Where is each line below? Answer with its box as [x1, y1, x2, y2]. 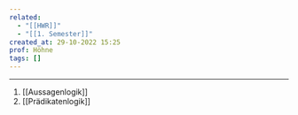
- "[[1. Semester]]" [17, 29, 93, 38]
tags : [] [9, 54, 42, 63]
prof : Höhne [9, 46, 53, 55]
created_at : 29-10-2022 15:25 [9, 37, 122, 47]
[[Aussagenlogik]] [21, 87, 89, 97]
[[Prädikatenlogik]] [21, 96, 91, 106]
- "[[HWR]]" [17, 21, 62, 30]
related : [9, 12, 42, 22]
